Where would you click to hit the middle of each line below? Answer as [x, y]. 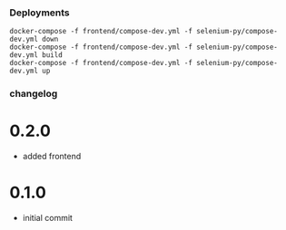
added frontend [52, 157]
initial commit [47, 218]
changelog [34, 94]
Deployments [39, 13]
